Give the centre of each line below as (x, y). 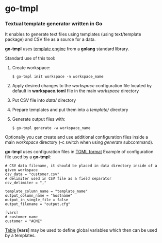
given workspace (21, 170)
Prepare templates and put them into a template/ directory (70, 110)
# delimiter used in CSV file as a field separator (58, 179)
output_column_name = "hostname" (39, 196)
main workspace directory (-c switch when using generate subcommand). (79, 142)
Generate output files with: (39, 119)
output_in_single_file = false (37, 200)
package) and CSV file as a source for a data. (50, 39)
